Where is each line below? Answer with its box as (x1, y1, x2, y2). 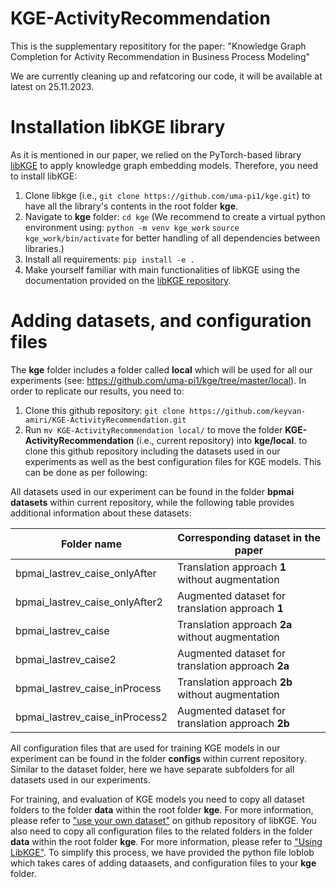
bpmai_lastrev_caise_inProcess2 (15, 710, 168, 724)
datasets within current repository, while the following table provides (10, 496, 295, 508)
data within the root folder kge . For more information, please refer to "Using (10, 835, 323, 847)
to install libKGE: (10, 170, 78, 182)
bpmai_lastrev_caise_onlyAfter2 (15, 595, 163, 609)
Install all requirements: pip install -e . (24, 253, 195, 265)
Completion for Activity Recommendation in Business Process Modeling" (10, 50, 310, 62)
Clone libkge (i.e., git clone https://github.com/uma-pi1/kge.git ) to (24, 189, 311, 201)
